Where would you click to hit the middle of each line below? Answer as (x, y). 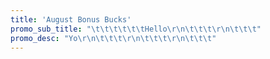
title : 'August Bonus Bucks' (71, 19)
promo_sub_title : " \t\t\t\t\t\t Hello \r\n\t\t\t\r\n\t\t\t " (136, 29)
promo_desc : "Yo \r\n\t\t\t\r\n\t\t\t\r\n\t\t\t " (113, 38)
